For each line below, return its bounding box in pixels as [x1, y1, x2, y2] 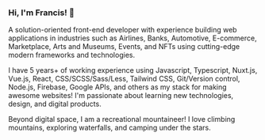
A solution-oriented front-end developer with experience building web [8, 25, 237, 35]
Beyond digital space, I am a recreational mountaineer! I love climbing [8, 115, 236, 124]
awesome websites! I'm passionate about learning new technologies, [8, 91, 234, 100]
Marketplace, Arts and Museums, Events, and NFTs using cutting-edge [8, 42, 240, 51]
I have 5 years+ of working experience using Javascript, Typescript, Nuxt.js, [8, 66, 258, 75]
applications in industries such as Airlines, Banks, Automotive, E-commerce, [8, 33, 258, 43]
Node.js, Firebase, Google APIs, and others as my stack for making [8, 82, 228, 92]
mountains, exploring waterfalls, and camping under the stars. [8, 123, 212, 133]
